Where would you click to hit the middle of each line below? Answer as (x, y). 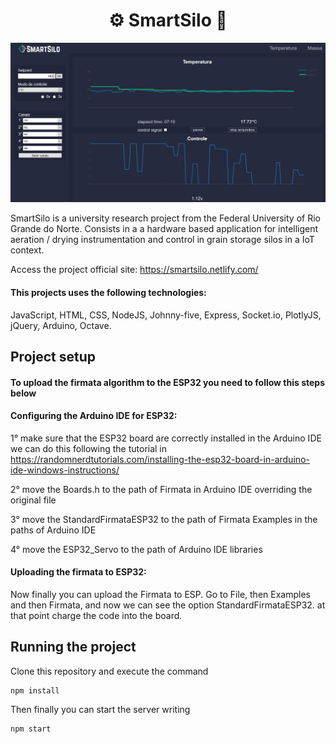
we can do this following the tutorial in (89, 448)
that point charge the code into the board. (96, 615)
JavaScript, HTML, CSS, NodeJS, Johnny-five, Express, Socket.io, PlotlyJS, (166, 315)
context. (27, 250)
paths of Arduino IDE (53, 530)
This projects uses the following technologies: (108, 292)
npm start (31, 729)
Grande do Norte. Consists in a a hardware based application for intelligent (164, 229)
